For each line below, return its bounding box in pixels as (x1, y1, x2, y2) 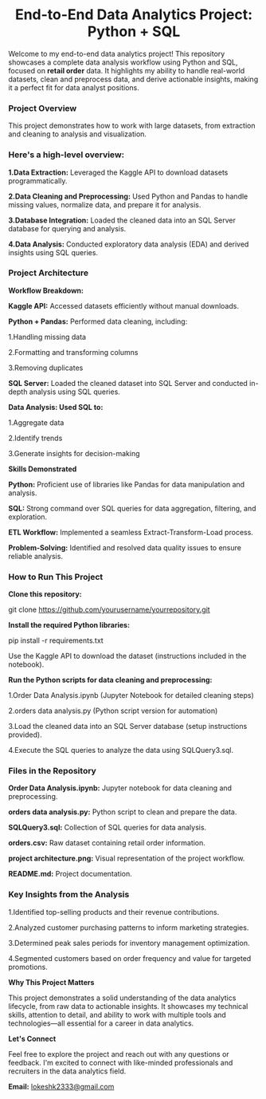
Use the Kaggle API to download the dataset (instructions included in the (8, 652, 247, 661)
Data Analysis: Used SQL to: (8, 402, 104, 412)
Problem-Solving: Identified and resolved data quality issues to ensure (8, 542, 241, 552)
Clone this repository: (8, 589, 82, 599)
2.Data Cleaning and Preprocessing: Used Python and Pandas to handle (8, 191, 248, 201)
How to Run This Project (8, 571, 104, 582)
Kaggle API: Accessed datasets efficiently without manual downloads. (8, 301, 239, 310)
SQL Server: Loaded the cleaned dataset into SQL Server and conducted (8, 378, 248, 388)
